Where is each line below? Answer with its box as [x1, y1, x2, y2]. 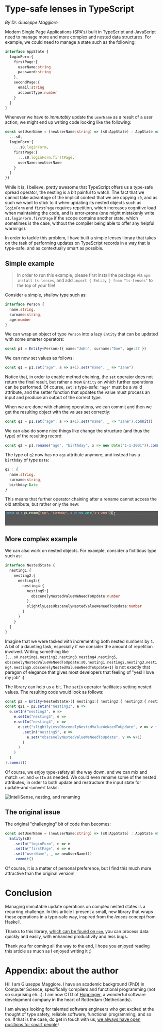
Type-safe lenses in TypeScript [5, 3, 134, 15]
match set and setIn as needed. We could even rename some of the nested [5, 774, 157, 780]
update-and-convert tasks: [5, 784, 59, 790]
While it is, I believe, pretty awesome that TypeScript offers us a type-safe [5, 184, 153, 190]
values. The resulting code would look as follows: [5, 689, 104, 695]
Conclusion [5, 887, 52, 899]
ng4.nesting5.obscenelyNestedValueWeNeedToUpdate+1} [5, 665, 114, 670]
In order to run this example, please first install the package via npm [16, 272, 150, 278]
